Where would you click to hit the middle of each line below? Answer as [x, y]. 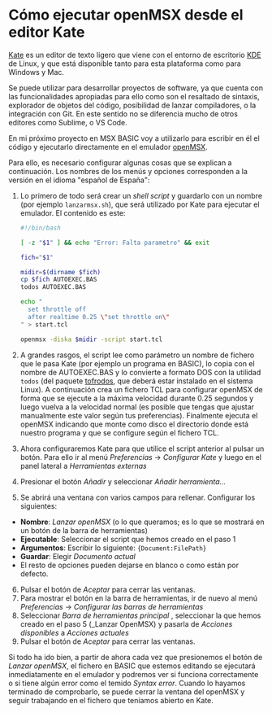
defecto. [34, 573]
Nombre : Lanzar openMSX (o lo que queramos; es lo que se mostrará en [142, 522]
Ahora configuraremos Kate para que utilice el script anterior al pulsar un [142, 448]
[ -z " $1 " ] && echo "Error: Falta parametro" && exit [115, 243]
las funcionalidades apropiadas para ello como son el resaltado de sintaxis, [134, 96]
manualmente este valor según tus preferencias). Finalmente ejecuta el [139, 415]
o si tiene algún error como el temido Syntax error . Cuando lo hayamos [127, 683]
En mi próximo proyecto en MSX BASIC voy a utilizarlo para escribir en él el [134, 138]
